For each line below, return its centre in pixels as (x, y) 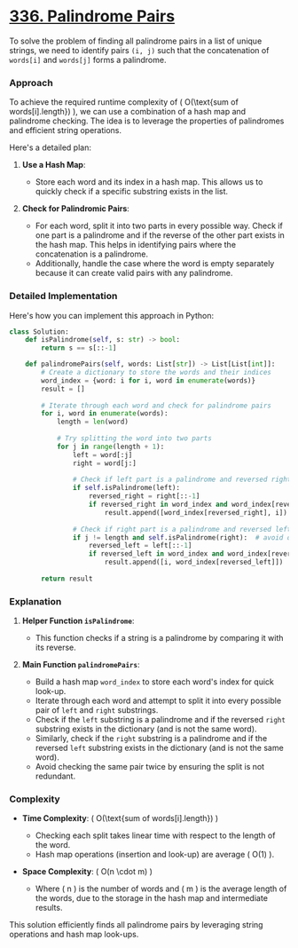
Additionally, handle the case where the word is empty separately (155, 264)
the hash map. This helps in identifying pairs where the (136, 245)
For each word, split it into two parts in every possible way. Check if (159, 226)
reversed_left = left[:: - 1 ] (140, 546)
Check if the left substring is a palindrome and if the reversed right (161, 720)
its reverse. (56, 648)
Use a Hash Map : (54, 165)
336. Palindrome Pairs (92, 16)
